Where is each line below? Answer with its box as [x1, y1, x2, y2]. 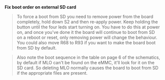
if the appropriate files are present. [16, 70, 88, 76]
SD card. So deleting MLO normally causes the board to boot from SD [16, 65, 159, 71]
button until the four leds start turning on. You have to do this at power [16, 24, 160, 30]
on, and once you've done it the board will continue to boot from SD [16, 29, 155, 35]
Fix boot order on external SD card [4, 4, 77, 10]
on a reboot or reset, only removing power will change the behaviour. [16, 34, 158, 40]
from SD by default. [16, 45, 57, 51]
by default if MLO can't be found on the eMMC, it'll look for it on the [16, 60, 155, 65]
